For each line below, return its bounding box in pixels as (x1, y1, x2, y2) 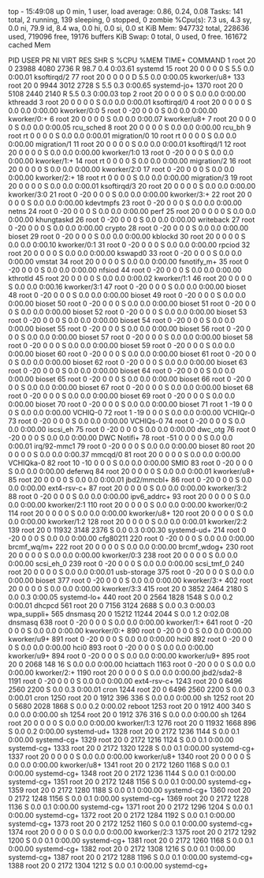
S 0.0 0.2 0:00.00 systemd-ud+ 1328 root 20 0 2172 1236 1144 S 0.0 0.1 (8, 726, 240, 736)
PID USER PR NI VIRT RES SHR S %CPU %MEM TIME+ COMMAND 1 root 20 (8, 55, 256, 65)
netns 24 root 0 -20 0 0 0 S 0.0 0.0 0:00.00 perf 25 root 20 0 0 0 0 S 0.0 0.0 (8, 207, 256, 216)
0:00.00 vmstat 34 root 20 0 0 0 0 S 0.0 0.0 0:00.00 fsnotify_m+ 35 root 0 (8, 257, 249, 266)
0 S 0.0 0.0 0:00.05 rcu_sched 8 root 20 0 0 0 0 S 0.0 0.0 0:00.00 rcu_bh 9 (8, 122, 251, 132)
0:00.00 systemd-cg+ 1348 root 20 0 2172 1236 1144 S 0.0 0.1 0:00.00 (8, 769, 236, 778)
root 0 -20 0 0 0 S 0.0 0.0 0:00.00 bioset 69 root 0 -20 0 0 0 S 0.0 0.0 (8, 391, 236, 400)
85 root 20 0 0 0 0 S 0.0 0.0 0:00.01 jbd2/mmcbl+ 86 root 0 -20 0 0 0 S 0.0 (8, 475, 252, 484)
